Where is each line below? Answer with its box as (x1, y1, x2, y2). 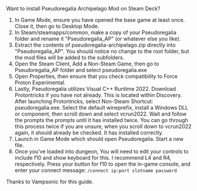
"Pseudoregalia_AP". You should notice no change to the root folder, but (14, 48, 189, 55)
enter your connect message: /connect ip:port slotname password (14, 167, 178, 173)
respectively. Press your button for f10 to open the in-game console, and (14, 160, 191, 167)
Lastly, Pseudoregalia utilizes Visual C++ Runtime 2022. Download (14, 85, 176, 92)
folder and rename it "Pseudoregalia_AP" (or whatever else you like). (14, 35, 181, 42)
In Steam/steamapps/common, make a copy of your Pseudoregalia (14, 29, 176, 36)
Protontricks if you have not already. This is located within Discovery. (14, 91, 182, 98)
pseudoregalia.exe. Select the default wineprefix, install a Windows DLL (14, 104, 189, 111)
